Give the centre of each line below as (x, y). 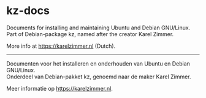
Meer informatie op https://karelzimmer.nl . (60, 88)
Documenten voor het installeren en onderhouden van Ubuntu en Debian (98, 63)
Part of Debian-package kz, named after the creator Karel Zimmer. (90, 34)
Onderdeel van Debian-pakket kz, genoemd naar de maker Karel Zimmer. (99, 77)
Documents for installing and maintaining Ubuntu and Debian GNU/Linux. (98, 28)
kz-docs (28, 11)
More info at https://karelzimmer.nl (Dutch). (61, 46)
